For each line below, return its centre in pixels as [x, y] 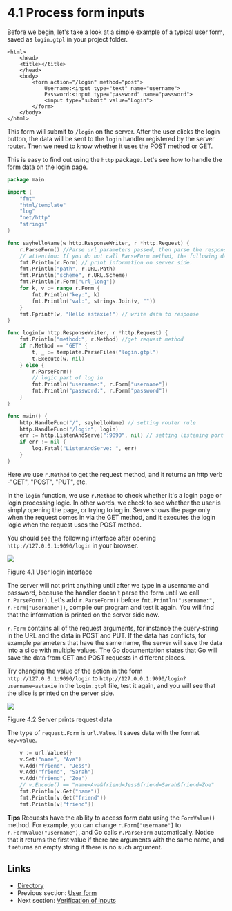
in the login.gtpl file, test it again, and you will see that [137, 685]
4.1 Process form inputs [76, 13]
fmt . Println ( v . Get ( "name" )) [60, 792]
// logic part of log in [68, 378]
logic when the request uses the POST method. [74, 525]
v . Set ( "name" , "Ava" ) [50, 759]
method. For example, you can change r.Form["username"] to [94, 824]
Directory [30, 885]
